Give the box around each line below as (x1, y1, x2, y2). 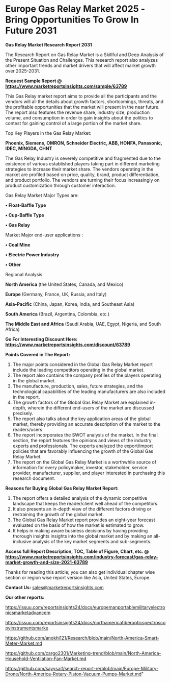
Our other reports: (5, 594, 45, 600)
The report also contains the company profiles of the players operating (12, 372, 161, 378)
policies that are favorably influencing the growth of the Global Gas (12, 448, 154, 454)
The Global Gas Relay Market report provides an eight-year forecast (12, 517, 155, 523)
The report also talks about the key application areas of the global (12, 416, 151, 422)
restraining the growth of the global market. (12, 511, 104, 517)
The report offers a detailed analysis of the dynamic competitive (12, 495, 148, 501)
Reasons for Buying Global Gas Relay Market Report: (5, 485, 119, 491)
